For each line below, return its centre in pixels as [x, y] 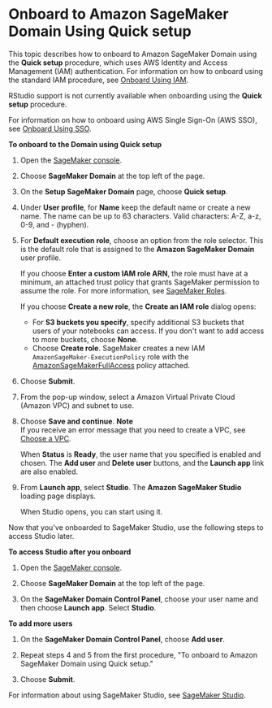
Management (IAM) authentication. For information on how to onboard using [136, 71]
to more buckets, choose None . [85, 339]
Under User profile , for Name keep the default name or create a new [135, 207]
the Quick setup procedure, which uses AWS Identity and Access [118, 63]
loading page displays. [58, 496]
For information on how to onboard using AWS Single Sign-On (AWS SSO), [133, 119]
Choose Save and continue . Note [77, 421]
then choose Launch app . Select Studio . [88, 607]
